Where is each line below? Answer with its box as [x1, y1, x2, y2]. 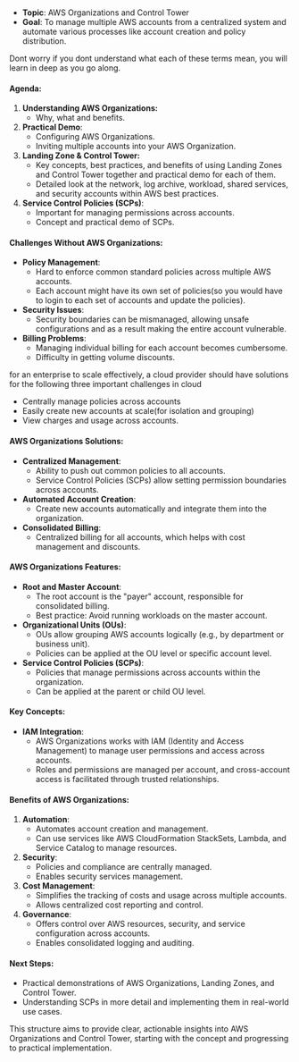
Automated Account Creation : [21, 493, 137, 504]
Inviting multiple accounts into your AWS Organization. [35, 141, 237, 152]
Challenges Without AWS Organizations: [9, 237, 163, 248]
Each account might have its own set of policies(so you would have [35, 285, 283, 297]
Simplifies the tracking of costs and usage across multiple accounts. [35, 890, 287, 901]
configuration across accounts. [35, 928, 151, 939]
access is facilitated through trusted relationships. [35, 773, 220, 784]
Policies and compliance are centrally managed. [35, 862, 212, 872]
